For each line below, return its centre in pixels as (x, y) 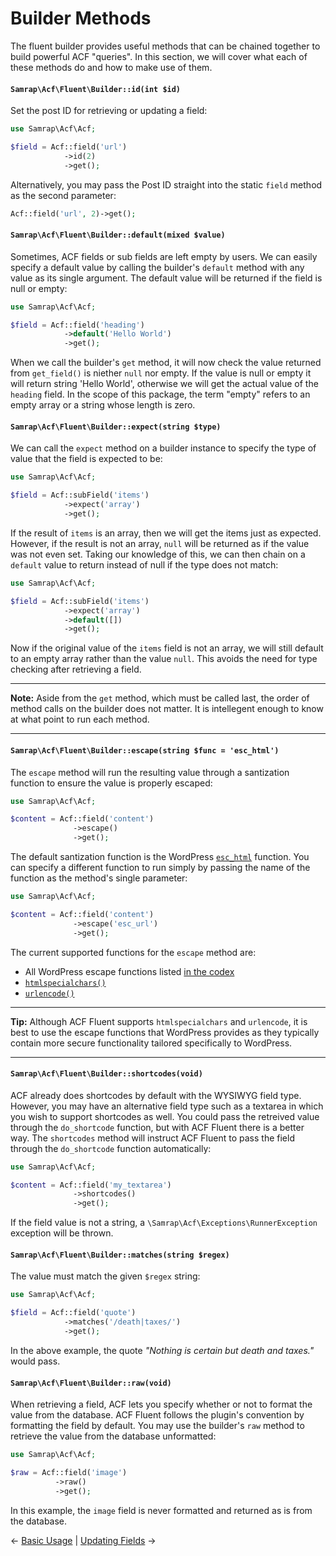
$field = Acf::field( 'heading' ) (77, 325)
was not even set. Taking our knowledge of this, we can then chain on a (158, 554)
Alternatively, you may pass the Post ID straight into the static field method (166, 184)
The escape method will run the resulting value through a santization (150, 772)
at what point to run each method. (80, 719)
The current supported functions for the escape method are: (133, 952)
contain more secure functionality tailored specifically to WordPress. (151, 1043)
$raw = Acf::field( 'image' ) (69, 1472)
